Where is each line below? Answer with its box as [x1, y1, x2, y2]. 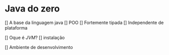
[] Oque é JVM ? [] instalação [5, 34, 65, 40]
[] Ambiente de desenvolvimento [5, 44, 73, 50]
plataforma [5, 24, 28, 30]
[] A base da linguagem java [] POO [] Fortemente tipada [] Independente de [5, 19, 164, 25]
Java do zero [5, 3, 60, 14]
